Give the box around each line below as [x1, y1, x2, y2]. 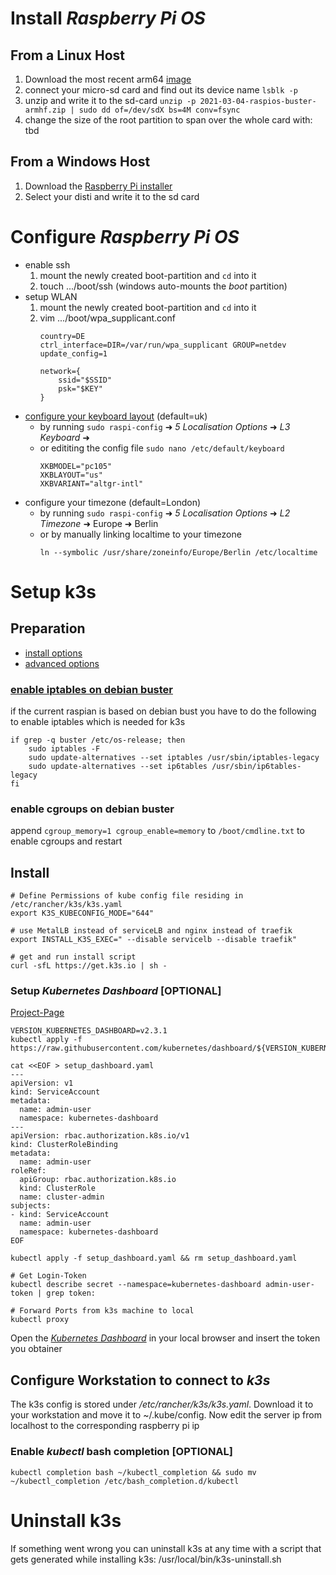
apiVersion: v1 [10, 1078, 74, 1089]
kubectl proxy [10, 1315, 70, 1325]
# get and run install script [10, 952, 137, 962]
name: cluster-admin [19, 1192, 105, 1202]
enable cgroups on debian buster [10, 802, 175, 816]
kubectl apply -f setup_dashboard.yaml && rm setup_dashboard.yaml [10, 1253, 298, 1264]
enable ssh [24, 258, 71, 271]
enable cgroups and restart [10, 835, 123, 847]
